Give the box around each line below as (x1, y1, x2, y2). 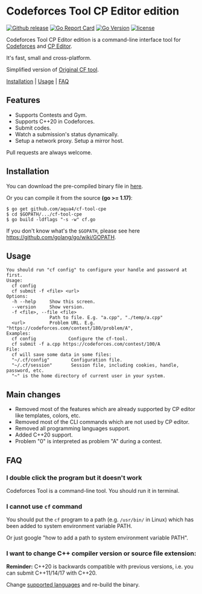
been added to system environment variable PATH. (6, 523, 133, 530)
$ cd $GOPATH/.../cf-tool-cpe (6, 211, 83, 217)
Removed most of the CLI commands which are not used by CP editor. (14, 418, 190, 426)
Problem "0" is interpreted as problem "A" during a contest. (14, 438, 163, 445)
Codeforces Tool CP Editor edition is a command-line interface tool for (6, 36, 181, 43)
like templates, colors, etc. (14, 412, 81, 419)
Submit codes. (14, 124, 51, 131)
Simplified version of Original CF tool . (6, 65, 99, 73)
